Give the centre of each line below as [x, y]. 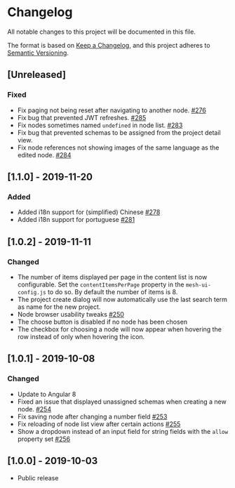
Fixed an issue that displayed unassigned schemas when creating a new [122, 402]
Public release [38, 477]
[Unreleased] [37, 75]
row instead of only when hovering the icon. [81, 337]
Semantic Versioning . [38, 53]
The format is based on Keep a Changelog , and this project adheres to [109, 45]
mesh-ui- [199, 285]
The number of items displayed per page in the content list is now [112, 277]
